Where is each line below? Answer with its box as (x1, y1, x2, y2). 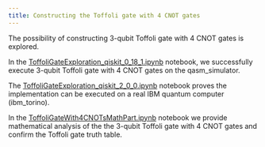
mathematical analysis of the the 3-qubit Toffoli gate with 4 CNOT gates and (8, 121, 258, 130)
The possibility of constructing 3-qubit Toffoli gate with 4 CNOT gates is (8, 33, 244, 43)
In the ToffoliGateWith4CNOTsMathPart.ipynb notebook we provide (8, 112, 228, 122)
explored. (8, 41, 40, 51)
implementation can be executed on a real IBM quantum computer (8, 89, 225, 99)
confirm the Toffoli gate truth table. (8, 130, 123, 139)
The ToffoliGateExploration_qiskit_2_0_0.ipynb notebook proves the (8, 81, 228, 90)
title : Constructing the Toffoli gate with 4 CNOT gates (8, 11, 201, 20)
